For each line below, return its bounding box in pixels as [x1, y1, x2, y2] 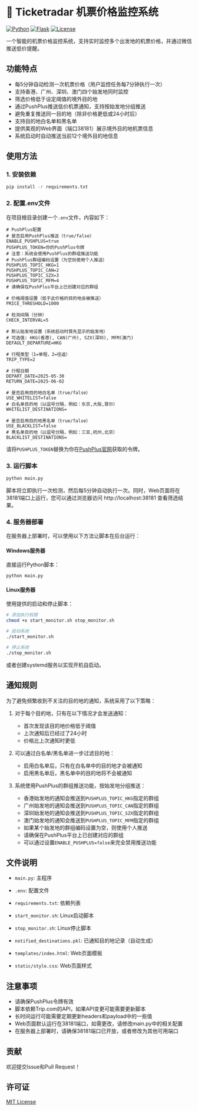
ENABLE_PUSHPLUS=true [6, 238, 60, 244]
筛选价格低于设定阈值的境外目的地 [14, 95, 98, 102]
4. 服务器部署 [6, 518, 44, 526]
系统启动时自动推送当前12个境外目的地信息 [14, 132, 119, 139]
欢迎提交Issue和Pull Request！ [6, 1063, 81, 1070]
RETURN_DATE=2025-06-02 [6, 378, 65, 384]
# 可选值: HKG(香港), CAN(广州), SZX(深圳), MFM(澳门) [6, 335, 134, 341]
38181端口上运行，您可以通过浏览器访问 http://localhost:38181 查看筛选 [6, 494, 179, 501]
